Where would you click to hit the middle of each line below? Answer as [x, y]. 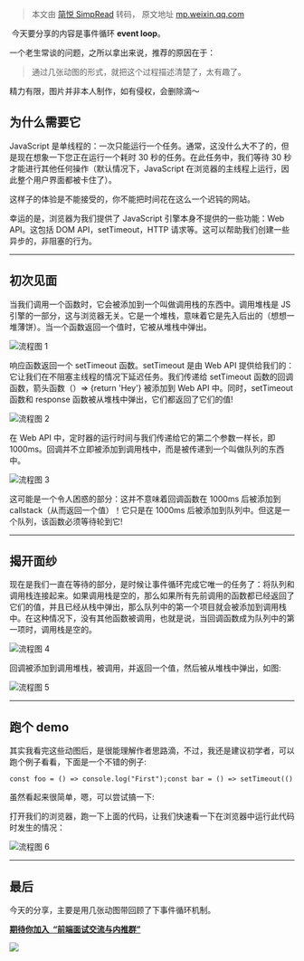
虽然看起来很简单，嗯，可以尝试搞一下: [82, 797]
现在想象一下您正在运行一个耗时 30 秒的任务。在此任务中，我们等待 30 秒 [154, 157]
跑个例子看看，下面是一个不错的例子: [78, 762]
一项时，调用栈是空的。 [53, 630]
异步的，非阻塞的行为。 [53, 241]
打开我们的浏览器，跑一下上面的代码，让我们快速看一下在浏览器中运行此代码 [152, 816]
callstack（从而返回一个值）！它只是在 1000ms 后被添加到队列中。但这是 [146, 509]
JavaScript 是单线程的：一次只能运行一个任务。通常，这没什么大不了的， [146, 146]
